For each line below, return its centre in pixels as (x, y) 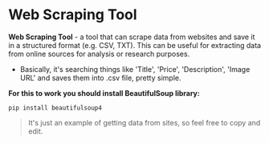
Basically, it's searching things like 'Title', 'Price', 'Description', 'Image (135, 69)
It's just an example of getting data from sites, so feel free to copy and (144, 122)
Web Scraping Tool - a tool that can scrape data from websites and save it (132, 37)
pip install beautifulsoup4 (55, 108)
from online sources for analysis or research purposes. (99, 54)
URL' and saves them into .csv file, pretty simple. (100, 77)
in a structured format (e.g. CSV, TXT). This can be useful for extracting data (135, 45)
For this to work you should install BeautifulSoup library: (104, 93)
